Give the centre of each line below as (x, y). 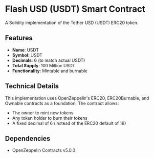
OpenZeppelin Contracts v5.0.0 (44, 150)
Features (19, 38)
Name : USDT (25, 50)
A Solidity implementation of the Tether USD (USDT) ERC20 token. (72, 23)
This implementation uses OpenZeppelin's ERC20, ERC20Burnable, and (77, 98)
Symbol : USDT (27, 55)
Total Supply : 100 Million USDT (44, 65)
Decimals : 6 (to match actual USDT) (49, 60)
